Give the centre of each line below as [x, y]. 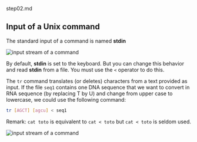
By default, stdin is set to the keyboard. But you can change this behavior [95, 63]
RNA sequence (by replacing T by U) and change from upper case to [89, 93]
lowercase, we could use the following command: [66, 99]
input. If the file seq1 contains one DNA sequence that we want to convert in [98, 87]
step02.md [19, 8]
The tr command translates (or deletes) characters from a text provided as [97, 81]
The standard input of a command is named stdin [66, 41]
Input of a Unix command [53, 27]
